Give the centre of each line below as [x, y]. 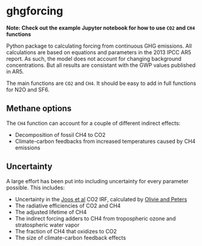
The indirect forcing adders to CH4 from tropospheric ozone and [95, 218]
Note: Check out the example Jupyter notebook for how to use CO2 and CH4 [101, 28]
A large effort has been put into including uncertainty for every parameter [97, 181]
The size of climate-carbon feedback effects [71, 238]
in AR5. [15, 71]
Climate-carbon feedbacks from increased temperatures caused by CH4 [105, 141]
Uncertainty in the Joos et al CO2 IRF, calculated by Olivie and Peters [101, 199]
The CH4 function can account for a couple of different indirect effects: [93, 123]
